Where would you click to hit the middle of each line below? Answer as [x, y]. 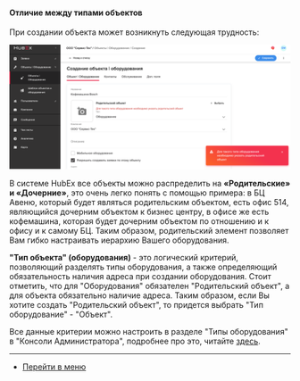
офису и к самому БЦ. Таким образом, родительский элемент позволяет [149, 230]
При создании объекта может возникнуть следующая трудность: [134, 32]
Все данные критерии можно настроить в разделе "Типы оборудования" [149, 331]
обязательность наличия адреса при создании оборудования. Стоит [140, 276]
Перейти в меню [54, 367]
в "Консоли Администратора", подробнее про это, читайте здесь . [135, 341]
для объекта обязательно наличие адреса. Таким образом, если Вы [139, 295]
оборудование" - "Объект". [61, 314]
